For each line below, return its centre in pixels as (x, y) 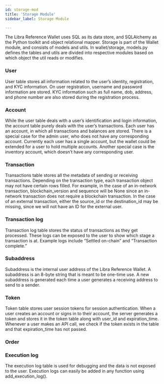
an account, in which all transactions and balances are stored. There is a (78, 131)
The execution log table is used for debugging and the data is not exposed (80, 366)
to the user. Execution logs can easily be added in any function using (75, 371)
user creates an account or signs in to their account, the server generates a (82, 314)
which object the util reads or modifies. (45, 58)
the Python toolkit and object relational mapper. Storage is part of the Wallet (82, 42)
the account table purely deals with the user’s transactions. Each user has (80, 125)
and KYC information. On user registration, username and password (74, 87)
